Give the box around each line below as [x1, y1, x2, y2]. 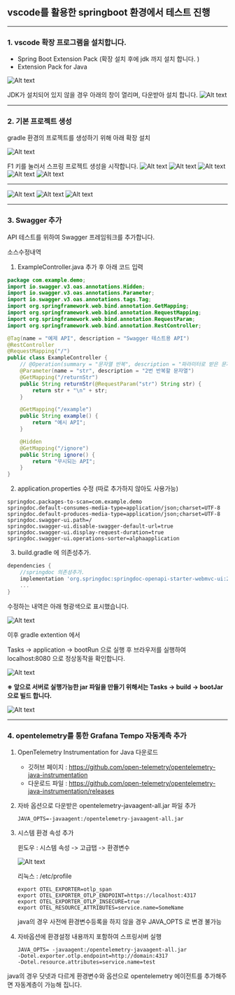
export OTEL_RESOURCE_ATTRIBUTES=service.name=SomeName [17, 904, 184, 911]
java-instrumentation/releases [27, 787, 115, 795]
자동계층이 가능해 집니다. [14, 980, 83, 989]
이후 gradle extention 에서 [7, 630, 80, 639]
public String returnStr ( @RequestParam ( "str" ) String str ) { [20, 380, 201, 387]
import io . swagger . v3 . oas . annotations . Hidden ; [7, 283, 145, 290]
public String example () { [20, 413, 99, 420]
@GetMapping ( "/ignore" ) [20, 444, 90, 452]
